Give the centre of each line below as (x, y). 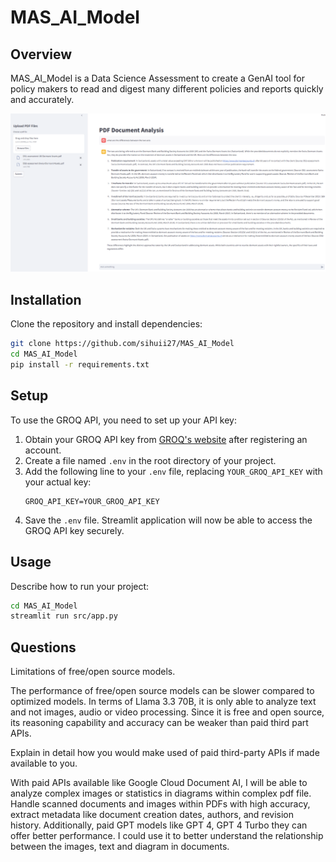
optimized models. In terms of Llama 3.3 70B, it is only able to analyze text (163, 702)
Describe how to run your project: (80, 586)
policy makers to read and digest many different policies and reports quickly (167, 89)
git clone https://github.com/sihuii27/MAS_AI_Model (122, 344)
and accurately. (42, 99)
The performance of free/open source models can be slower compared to (162, 691)
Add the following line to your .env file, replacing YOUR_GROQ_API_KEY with (173, 471)
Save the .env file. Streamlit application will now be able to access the (168, 520)
